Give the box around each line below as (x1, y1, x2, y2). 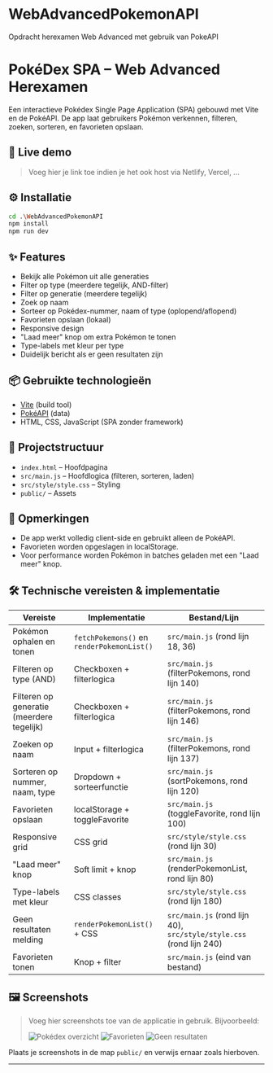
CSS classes (73, 891, 122, 903)
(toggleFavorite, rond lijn (167, 808, 261, 819)
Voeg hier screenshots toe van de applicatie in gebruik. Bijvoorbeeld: (28, 1016, 260, 1026)
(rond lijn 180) (167, 896, 223, 907)
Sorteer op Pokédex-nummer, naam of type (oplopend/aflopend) (19, 306, 237, 316)
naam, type (12, 786, 55, 798)
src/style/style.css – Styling (19, 480, 121, 489)
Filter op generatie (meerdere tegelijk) (19, 288, 148, 298)
